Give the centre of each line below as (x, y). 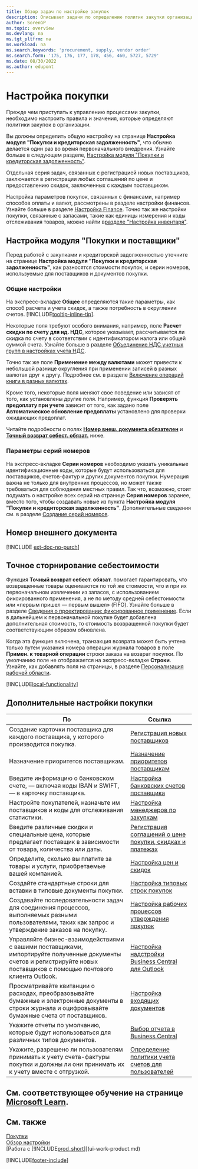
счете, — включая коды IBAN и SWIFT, (64, 786)
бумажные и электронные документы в (66, 1001)
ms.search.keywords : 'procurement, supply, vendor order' (79, 50)
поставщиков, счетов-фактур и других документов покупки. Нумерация (98, 476)
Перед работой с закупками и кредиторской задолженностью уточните (97, 255)
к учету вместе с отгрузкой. (49, 1072)
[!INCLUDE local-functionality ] (42, 684)
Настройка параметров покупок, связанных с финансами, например (93, 197)
